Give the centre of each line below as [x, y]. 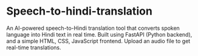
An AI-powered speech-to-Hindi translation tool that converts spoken [93, 28]
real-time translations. [34, 47]
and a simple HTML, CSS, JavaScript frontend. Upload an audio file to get [98, 41]
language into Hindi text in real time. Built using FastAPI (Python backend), [99, 34]
